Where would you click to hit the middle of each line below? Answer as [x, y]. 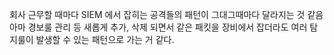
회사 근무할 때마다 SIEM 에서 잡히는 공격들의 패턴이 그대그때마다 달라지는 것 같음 [166, 14]
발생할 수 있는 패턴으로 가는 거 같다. [105, 39]
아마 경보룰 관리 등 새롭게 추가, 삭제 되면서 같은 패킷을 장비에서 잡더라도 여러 [158, 27]
